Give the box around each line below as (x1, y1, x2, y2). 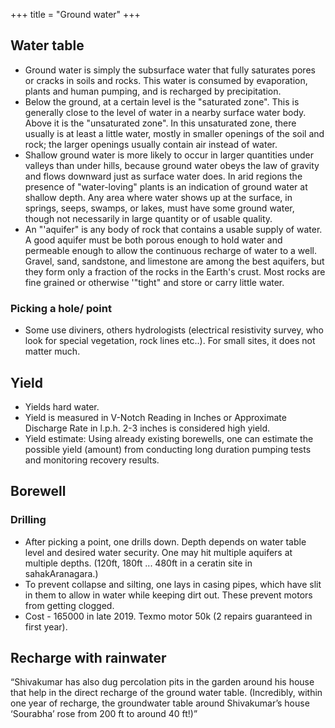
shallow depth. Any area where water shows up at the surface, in (24, 191, 293, 203)
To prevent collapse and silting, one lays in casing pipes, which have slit (24, 578, 322, 590)
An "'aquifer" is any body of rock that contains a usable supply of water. (24, 223, 323, 235)
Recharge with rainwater (10, 650, 167, 666)
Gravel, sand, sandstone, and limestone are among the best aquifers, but (24, 255, 325, 267)
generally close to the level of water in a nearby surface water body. (24, 106, 307, 118)
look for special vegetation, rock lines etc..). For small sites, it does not (24, 335, 316, 347)
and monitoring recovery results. (24, 454, 160, 466)
